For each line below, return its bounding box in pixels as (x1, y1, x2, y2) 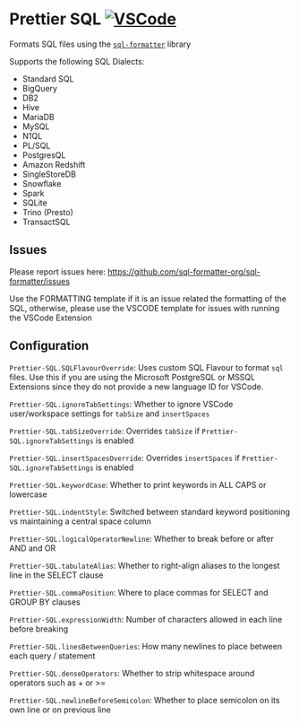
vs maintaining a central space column (9, 516, 152, 527)
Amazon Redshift (21, 159, 86, 170)
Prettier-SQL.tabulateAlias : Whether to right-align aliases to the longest (9, 560, 280, 571)
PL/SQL (21, 140, 51, 151)
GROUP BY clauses (9, 597, 81, 607)
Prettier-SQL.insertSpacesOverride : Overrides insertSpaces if (9, 452, 240, 463)
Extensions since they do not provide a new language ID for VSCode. (9, 381, 264, 392)
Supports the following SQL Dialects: (9, 56, 145, 66)
